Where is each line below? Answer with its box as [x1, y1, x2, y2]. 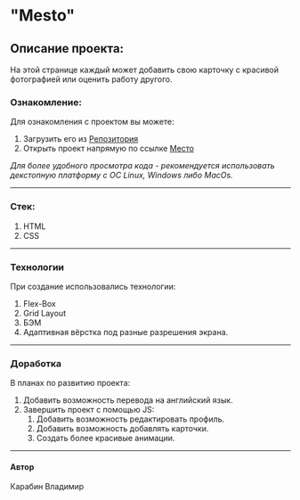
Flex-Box [22, 298, 56, 308]
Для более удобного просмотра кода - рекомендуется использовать [10, 160, 275, 171]
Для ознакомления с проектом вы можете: [10, 117, 174, 127]
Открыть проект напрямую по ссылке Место [22, 143, 195, 154]
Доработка [10, 357, 61, 370]
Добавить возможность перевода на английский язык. [22, 395, 234, 406]
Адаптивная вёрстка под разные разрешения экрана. [22, 326, 229, 337]
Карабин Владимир [10, 481, 85, 492]
